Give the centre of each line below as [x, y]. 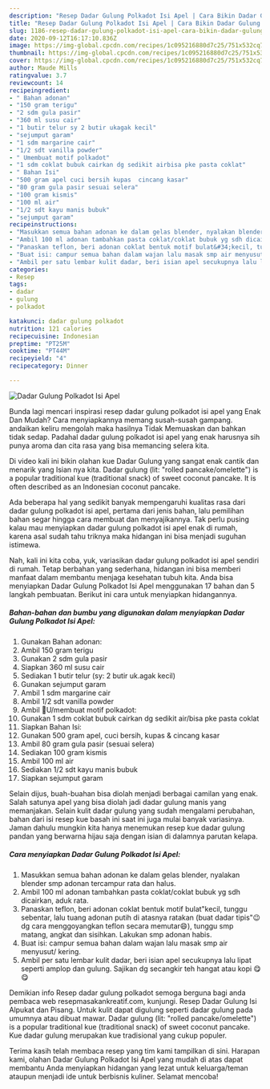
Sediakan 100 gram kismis [64, 752]
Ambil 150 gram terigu [57, 650]
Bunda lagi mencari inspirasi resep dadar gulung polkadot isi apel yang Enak [135, 411]
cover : [20, 61]
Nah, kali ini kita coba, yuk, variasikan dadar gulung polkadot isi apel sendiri [134, 560]
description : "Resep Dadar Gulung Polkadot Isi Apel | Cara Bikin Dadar [133, 16]
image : [20, 46]
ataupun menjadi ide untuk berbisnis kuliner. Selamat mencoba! [114, 1076]
